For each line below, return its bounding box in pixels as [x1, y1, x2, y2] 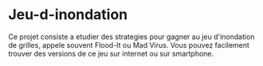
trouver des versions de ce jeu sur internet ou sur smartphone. [8, 49, 214, 58]
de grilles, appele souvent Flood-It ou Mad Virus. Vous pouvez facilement [8, 40, 249, 49]
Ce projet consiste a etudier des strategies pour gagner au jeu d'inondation [8, 32, 255, 41]
